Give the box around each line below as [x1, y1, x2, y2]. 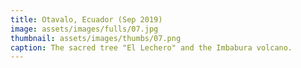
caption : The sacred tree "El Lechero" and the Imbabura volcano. [10, 42, 293, 53]
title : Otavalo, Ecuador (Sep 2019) [10, 14, 163, 25]
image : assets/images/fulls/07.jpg [10, 24, 159, 34]
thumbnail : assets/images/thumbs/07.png [10, 33, 182, 43]
